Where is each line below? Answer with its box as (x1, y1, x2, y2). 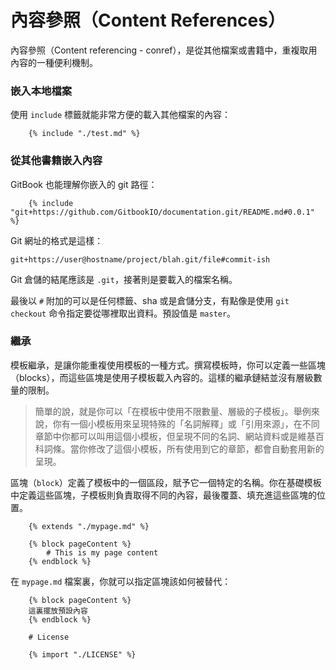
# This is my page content (46, 547, 159, 558)
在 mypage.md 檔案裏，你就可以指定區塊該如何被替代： (10, 575, 232, 587)
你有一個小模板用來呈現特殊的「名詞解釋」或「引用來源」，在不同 (52, 417, 320, 430)
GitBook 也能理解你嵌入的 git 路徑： (10, 178, 158, 190)
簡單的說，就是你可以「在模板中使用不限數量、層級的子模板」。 (34, 405, 294, 417)
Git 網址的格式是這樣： (10, 234, 104, 246)
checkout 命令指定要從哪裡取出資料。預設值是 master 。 (10, 307, 237, 319)
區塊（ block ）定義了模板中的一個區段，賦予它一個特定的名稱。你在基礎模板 (10, 476, 322, 488)
